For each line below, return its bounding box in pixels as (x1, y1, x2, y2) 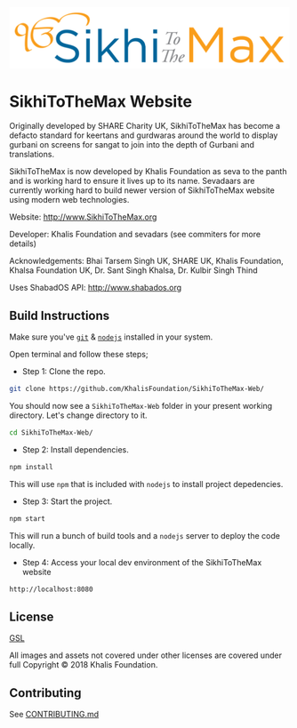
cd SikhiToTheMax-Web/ (9, 428, 93, 437)
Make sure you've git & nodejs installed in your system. (9, 332, 213, 342)
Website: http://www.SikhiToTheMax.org (9, 212, 157, 222)
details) (9, 238, 37, 249)
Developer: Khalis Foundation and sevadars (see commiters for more (9, 229, 261, 240)
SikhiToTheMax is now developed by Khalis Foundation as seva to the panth (9, 166, 287, 177)
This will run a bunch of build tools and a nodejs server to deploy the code (9, 530, 280, 540)
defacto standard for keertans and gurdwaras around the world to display (9, 130, 278, 140)
